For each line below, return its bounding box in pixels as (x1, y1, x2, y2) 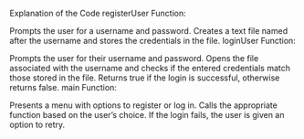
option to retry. (9, 119, 66, 130)
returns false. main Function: (9, 82, 117, 92)
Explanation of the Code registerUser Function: (9, 8, 186, 18)
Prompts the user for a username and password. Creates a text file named (9, 26, 288, 36)
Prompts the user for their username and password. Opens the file (9, 53, 259, 63)
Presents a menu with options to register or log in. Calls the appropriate (9, 100, 278, 111)
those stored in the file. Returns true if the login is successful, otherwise (9, 72, 280, 83)
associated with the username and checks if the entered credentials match (9, 63, 290, 73)
